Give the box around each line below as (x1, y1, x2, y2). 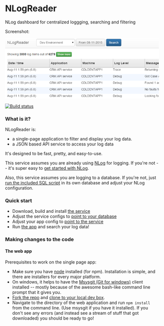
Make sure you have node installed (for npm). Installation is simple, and (12, 268, 156, 274)
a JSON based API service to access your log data (12, 141, 114, 147)
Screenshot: (5, 28, 30, 34)
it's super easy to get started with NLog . (8, 165, 89, 171)
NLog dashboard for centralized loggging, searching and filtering (5, 19, 136, 25)
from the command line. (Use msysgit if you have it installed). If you (12, 305, 148, 310)
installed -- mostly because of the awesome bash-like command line (12, 284, 150, 290)
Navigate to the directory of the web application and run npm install (12, 300, 150, 306)
